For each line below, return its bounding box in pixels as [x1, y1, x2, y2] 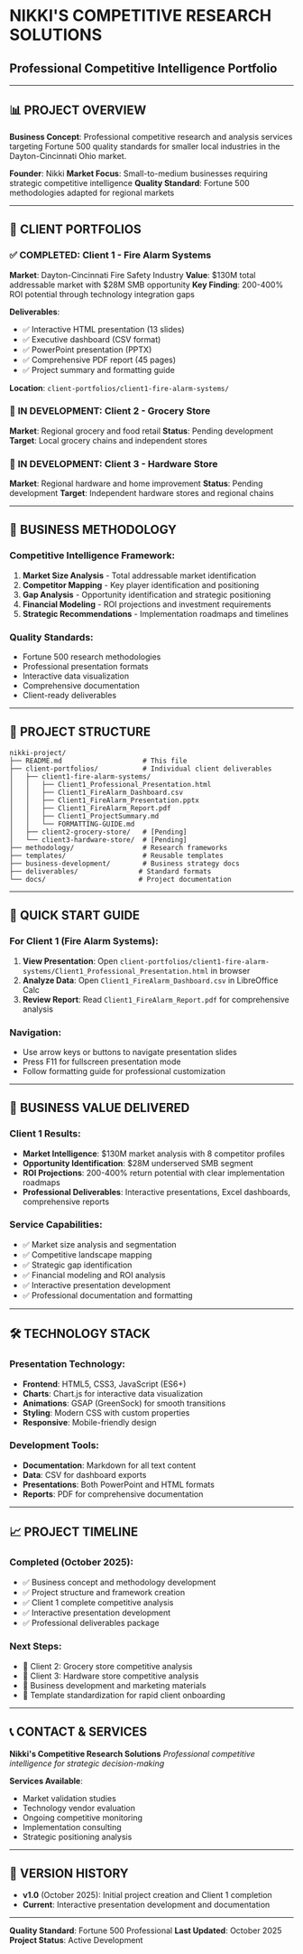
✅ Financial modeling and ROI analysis [22, 1269, 166, 1280]
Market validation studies [22, 1792, 117, 1803]
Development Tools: [9, 1439, 99, 1452]
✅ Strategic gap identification [22, 1259, 133, 1270]
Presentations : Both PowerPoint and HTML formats [22, 1479, 215, 1490]
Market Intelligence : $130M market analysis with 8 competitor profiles [22, 1148, 286, 1159]
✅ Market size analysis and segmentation [22, 1239, 178, 1249]
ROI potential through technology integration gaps [9, 288, 196, 299]
